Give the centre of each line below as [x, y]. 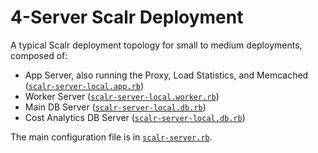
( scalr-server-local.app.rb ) [84, 85]
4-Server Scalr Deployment [127, 17]
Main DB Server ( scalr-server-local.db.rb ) [115, 107]
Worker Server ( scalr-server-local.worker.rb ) [122, 96]
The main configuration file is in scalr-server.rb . [111, 137]
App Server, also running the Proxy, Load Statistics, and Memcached [166, 75]
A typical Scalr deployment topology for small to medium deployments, [156, 45]
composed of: [39, 55]
